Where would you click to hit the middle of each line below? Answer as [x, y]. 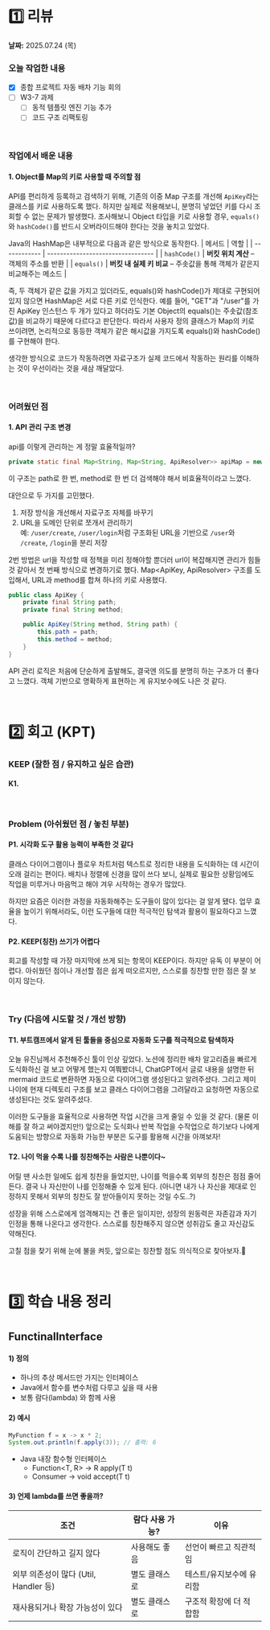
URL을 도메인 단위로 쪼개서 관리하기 [76, 522]
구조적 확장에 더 [213, 1601]
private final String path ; [70, 603]
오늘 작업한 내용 [37, 68]
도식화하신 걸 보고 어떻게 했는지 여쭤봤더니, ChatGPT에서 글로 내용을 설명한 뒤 [131, 1069]
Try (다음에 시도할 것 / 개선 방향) [67, 1019]
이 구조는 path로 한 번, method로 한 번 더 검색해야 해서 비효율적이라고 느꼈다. [130, 478]
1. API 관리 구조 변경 [40, 427]
